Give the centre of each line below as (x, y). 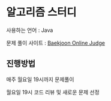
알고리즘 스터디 (41, 12)
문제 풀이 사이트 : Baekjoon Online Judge (55, 43)
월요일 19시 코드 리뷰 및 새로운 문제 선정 (53, 92)
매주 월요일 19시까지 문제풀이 (40, 79)
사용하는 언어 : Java (30, 30)
